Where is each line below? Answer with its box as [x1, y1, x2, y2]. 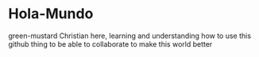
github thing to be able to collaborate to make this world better [8, 39, 213, 48]
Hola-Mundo [8, 5, 94, 23]
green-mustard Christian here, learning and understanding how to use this [8, 31, 252, 40]
